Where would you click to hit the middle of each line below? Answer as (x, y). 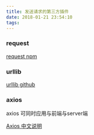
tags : (13, 22)
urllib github (21, 84)
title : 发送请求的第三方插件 (38, 12)
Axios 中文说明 (24, 126)
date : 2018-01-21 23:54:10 (39, 17)
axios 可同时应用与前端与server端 (47, 114)
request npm (22, 56)
